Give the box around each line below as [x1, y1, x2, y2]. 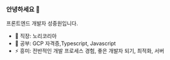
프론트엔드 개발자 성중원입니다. [6, 20, 79, 27]
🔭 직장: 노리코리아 [14, 33, 57, 40]
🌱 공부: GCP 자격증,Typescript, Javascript [14, 40, 116, 47]
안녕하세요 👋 [6, 5, 40, 13]
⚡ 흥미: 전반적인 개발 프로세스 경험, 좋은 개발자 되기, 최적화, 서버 [14, 48, 165, 55]
